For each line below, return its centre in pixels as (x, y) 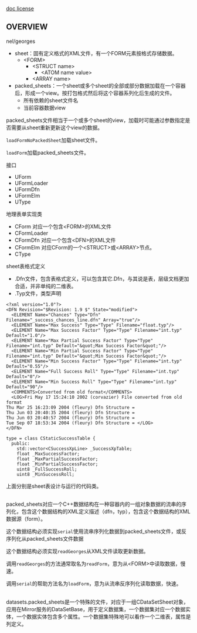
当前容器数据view (45, 108)
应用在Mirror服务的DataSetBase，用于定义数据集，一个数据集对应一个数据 (96, 609)
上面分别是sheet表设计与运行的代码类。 (54, 486)
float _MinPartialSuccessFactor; (57, 464)
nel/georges (21, 41)
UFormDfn (27, 189)
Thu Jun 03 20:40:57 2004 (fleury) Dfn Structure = (70, 418)
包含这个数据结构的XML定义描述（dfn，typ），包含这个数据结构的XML (106, 512)
